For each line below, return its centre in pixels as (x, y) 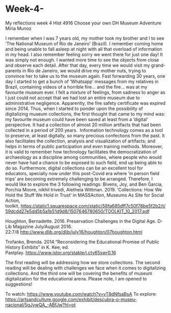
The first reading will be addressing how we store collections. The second (83, 262)
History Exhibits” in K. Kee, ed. (37, 247)
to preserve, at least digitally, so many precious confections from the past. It (85, 135)
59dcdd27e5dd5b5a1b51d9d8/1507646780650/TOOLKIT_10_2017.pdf (78, 211)
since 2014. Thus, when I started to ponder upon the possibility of (74, 108)
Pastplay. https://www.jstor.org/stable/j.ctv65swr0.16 (61, 252)
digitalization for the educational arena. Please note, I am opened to (76, 278)
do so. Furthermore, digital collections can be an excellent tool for (74, 168)
